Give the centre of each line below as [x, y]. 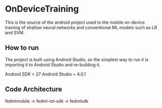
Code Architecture [33, 89]
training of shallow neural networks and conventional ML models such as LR [81, 27]
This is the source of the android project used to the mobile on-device [75, 22]
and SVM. [15, 32]
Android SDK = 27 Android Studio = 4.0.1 [46, 74]
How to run [22, 48]
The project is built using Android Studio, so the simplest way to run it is [77, 60]
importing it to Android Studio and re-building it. [53, 64]
